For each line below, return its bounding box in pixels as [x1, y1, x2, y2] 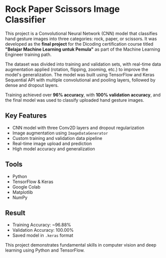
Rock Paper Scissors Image [5, 3, 120, 15]
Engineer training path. [5, 51, 52, 58]
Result [5, 208, 26, 217]
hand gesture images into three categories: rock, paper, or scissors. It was [5, 36, 157, 42]
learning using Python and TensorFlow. [5, 247, 85, 254]
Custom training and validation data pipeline [12, 135, 103, 141]
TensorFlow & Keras [12, 179, 54, 185]
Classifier [5, 14, 46, 25]
